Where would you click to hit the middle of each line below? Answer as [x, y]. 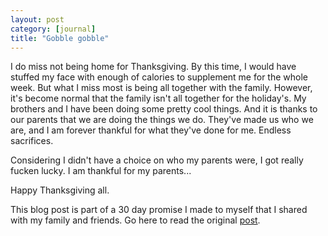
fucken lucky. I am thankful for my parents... [101, 171]
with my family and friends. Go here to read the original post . [135, 220]
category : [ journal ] [53, 29]
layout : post [37, 19]
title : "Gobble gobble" [60, 38]
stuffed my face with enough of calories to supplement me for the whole [159, 77]
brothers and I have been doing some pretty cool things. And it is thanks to [164, 109]
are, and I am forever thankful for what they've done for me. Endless [151, 130]
